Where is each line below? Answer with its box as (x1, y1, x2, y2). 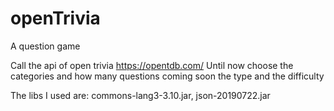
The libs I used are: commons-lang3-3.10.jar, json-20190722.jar (10, 89, 271, 101)
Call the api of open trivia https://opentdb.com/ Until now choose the (10, 59, 294, 71)
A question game (10, 40, 81, 52)
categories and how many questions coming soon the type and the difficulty (10, 70, 325, 82)
